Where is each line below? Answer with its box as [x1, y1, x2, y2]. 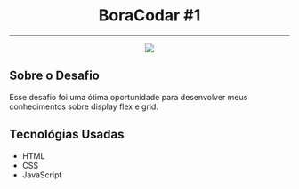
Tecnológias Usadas [9, 127, 125, 142]
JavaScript [21, 169, 62, 180]
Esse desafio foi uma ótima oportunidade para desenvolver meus [9, 91, 248, 102]
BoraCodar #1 [98, 5, 201, 26]
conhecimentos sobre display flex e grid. [9, 101, 158, 112]
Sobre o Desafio [9, 68, 100, 83]
